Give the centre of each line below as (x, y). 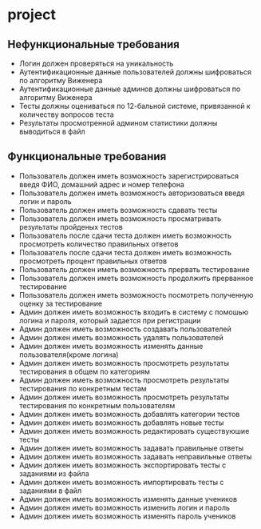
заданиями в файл (50, 491)
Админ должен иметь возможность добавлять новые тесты (121, 423)
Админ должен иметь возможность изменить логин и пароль (125, 507)
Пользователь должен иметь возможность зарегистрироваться (129, 176)
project (32, 15)
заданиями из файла (54, 473)
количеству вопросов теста (67, 114)
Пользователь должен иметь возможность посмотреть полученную (136, 295)
